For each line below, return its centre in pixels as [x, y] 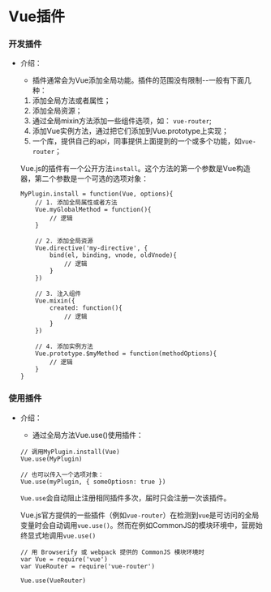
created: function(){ [86, 308]
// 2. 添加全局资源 [64, 241]
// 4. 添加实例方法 [64, 347]
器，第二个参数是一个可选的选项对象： [84, 178]
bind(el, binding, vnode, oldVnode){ [113, 255]
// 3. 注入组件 [58, 294]
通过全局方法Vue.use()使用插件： [88, 435]
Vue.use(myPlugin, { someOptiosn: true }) [93, 482]
